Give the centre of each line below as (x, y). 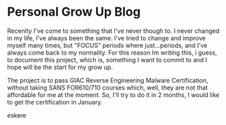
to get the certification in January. (55, 102)
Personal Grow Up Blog (74, 12)
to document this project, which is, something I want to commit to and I (107, 59)
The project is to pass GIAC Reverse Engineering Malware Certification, (108, 80)
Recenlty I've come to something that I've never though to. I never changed (113, 31)
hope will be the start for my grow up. (60, 67)
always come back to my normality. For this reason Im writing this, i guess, (112, 53)
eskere (17, 115)
